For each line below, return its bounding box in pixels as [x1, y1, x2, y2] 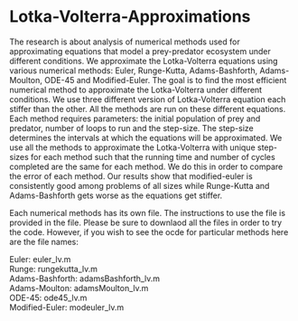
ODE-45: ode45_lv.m [9, 292, 88, 303]
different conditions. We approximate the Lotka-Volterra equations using [9, 55, 278, 66]
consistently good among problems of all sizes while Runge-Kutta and [9, 180, 270, 191]
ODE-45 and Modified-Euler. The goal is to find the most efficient [43, 74, 287, 85]
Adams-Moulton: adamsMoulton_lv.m [9, 282, 149, 293]
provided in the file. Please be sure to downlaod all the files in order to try [9, 217, 283, 228]
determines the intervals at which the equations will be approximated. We [9, 132, 283, 143]
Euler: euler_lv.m [9, 253, 71, 264]
